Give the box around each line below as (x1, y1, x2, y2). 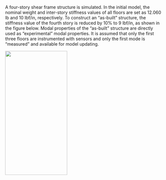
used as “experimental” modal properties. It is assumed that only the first (5, 31, 155, 36)
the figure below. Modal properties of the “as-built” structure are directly (5, 25, 154, 31)
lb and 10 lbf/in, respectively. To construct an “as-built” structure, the (5, 15, 146, 20)
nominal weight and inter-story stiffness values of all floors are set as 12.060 (5, 9, 162, 15)
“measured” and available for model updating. (5, 41, 99, 47)
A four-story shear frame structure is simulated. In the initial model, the (5, 4, 150, 10)
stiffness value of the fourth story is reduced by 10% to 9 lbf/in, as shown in (5, 20, 160, 26)
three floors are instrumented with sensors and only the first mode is (5, 36, 145, 42)
